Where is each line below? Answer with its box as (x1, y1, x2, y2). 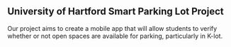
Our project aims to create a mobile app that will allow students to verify (7, 24, 218, 32)
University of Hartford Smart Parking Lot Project (7, 6, 225, 18)
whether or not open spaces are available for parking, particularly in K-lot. (7, 32, 223, 40)
